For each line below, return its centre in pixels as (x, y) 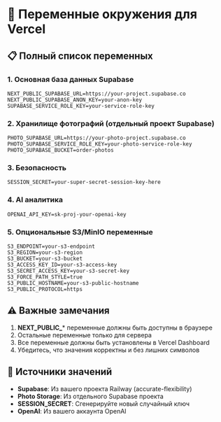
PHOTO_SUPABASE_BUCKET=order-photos (60, 150)
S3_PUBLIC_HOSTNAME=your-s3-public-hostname (73, 283)
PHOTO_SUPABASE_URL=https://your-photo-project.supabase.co (97, 138)
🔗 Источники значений (60, 372)
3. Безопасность (37, 168)
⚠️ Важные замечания (58, 311)
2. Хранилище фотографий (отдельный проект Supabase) (111, 123)
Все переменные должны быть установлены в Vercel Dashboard (113, 342)
